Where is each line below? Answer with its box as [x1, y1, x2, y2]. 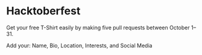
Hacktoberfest [6, 4, 81, 18]
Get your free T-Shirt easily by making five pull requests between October [6, 24, 190, 31]
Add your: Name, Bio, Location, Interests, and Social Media [6, 42, 153, 49]
